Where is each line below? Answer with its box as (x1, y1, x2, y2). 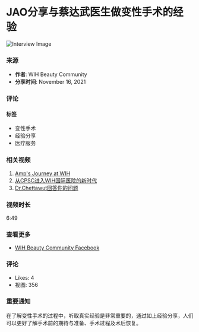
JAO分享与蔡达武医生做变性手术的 (6, 5, 173, 19)
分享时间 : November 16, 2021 (14, 78, 86, 86)
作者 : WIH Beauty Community (14, 71, 87, 78)
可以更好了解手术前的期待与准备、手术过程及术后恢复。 (6, 319, 141, 327)
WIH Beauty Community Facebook (14, 244, 100, 251)
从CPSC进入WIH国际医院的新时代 (14, 176, 97, 184)
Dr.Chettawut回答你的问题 (14, 184, 78, 191)
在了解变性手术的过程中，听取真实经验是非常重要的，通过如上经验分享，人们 (6, 312, 194, 319)
